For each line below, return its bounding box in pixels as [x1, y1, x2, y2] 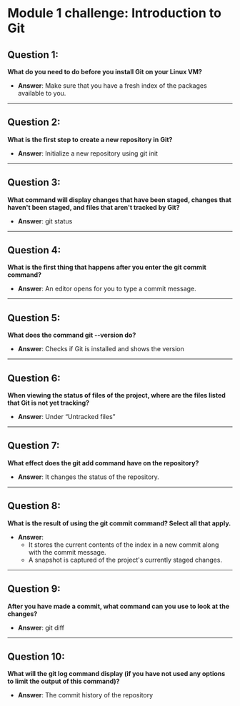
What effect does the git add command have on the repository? [7, 458, 199, 467]
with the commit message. [28, 548, 106, 556]
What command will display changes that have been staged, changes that [7, 195, 232, 204]
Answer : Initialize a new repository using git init [17, 148, 159, 158]
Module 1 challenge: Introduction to [7, 5, 221, 21]
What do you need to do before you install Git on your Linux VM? [7, 68, 202, 76]
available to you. [17, 89, 66, 97]
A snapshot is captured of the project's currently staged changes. [28, 555, 223, 564]
